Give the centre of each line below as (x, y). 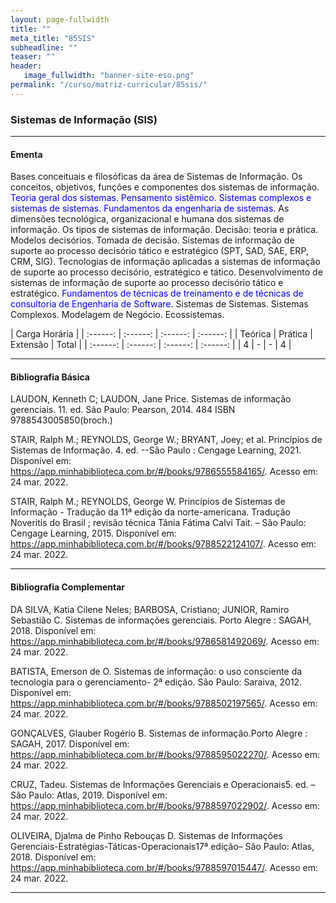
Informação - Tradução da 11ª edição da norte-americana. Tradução (150, 512)
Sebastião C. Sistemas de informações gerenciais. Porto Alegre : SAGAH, (161, 620)
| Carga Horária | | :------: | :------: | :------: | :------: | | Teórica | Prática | (161, 334)
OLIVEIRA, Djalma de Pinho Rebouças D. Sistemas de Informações (146, 835)
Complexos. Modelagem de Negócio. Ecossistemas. (117, 315)
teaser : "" (33, 57)
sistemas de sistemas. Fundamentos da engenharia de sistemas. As (150, 208)
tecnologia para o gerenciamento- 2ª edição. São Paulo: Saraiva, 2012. (156, 682)
